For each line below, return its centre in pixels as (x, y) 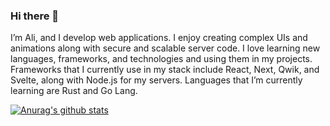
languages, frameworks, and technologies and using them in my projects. (161, 59)
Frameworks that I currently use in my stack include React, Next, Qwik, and (165, 70)
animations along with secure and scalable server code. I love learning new (165, 48)
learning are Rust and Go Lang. (74, 91)
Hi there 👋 (35, 16)
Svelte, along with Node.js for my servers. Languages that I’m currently (156, 80)
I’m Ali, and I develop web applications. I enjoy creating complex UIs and (159, 38)
